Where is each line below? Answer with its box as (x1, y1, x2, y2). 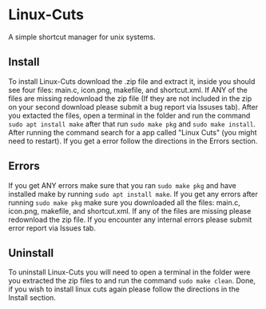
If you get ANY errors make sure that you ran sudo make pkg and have (8, 180, 237, 190)
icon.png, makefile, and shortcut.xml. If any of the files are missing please (8, 206, 252, 215)
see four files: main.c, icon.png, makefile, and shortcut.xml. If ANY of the (8, 85, 248, 94)
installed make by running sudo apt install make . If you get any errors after (8, 189, 258, 199)
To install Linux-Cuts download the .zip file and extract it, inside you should (8, 76, 256, 86)
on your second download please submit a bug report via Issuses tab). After (8, 102, 258, 111)
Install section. (8, 293, 56, 303)
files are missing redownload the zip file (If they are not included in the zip (8, 94, 252, 103)
